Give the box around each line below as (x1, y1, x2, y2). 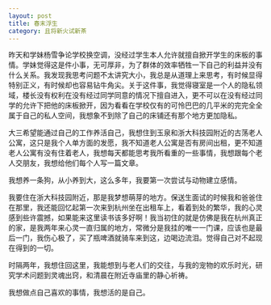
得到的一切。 (15, 244, 58, 253)
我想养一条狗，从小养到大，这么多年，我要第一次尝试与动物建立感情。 (8, 176, 242, 185)
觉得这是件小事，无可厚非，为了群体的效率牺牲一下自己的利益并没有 (35, 60, 263, 70)
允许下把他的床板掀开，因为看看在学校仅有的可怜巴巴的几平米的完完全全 (22, 100, 263, 110)
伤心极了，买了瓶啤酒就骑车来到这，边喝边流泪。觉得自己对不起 (43, 233, 256, 243)
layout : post (8, 11, 52, 20)
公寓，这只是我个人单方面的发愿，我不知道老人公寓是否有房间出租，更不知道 (8, 138, 263, 148)
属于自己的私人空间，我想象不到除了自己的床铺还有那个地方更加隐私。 (8, 111, 242, 121)
